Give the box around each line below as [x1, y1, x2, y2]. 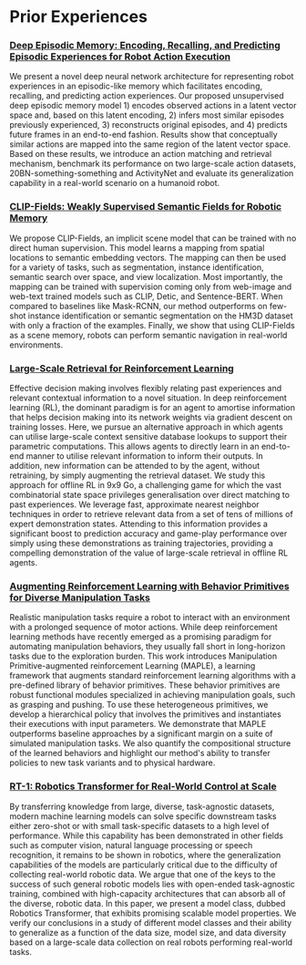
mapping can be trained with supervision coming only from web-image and [9, 281, 292, 292]
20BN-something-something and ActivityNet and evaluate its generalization [9, 168, 294, 179]
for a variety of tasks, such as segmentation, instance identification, [9, 262, 264, 273]
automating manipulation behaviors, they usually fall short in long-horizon [9, 641, 286, 652]
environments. [9, 339, 64, 350]
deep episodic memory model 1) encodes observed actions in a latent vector [9, 100, 297, 111]
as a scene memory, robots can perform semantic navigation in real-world [9, 329, 288, 340]
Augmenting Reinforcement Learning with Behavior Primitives [9, 580, 290, 592]
